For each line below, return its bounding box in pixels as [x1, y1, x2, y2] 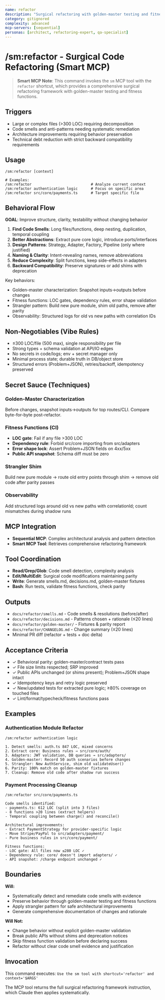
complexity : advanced [5, 21, 50, 26]
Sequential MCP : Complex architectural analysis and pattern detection [12, 535, 156, 541]
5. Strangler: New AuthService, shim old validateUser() [5, 761, 124, 766]
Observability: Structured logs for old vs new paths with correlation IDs [12, 313, 156, 319]
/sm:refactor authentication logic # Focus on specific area [5, 186, 144, 191]
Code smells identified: [5, 801, 56, 806]
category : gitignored [5, 16, 50, 21]
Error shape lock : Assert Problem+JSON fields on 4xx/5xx [12, 445, 131, 452]
